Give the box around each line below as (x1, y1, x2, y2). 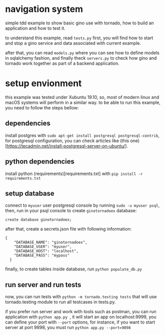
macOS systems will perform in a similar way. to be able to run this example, (5, 99, 161, 105)
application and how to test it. (5, 25, 66, 31)
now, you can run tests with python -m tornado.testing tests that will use (5, 294, 157, 300)
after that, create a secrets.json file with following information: (5, 226, 132, 232)
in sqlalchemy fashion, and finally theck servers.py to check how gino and (5, 55, 157, 61)
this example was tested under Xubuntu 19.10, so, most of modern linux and (5, 94, 160, 100)
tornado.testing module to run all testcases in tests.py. (5, 299, 116, 305)
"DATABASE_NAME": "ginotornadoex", (14, 240, 88, 245)
